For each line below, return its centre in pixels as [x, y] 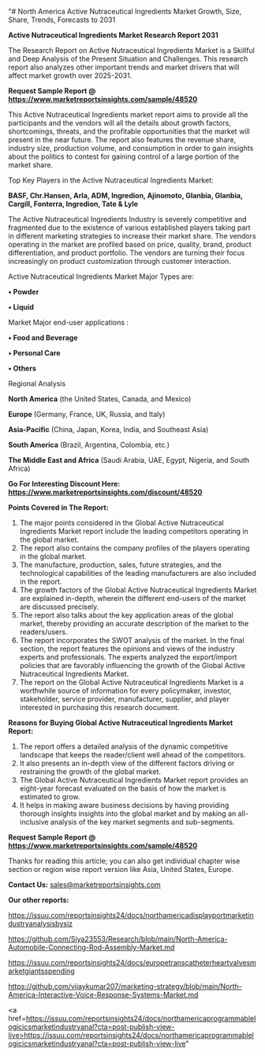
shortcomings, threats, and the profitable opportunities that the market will [129, 131]
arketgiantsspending [41, 971]
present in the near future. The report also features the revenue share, [122, 140]
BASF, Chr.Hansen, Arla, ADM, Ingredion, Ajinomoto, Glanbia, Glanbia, [125, 195]
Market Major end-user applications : [68, 322]
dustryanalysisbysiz [41, 924]
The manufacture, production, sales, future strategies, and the [121, 565]
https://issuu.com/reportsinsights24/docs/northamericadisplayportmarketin [131, 915]
